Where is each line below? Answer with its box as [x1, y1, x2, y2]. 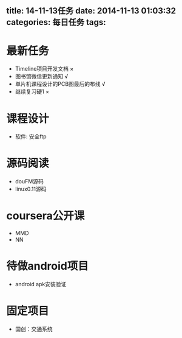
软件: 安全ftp [15, 133, 47, 140]
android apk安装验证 [15, 281, 67, 288]
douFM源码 [15, 178, 44, 185]
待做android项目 [6, 259, 89, 273]
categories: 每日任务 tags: [6, 17, 106, 27]
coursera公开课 [6, 209, 85, 223]
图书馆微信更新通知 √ [15, 72, 69, 80]
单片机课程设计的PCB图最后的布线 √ [15, 80, 106, 88]
